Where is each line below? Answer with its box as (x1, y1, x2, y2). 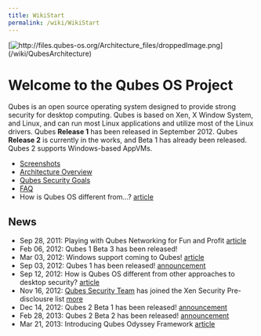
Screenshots (19, 159, 61, 169)
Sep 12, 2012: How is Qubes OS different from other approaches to (19, 269, 235, 279)
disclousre (19, 294, 53, 304)
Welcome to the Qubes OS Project (8, 76, 234, 94)
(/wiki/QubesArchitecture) (8, 49, 92, 58)
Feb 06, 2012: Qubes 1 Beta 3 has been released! (19, 244, 178, 254)
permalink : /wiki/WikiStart (8, 19, 100, 27)
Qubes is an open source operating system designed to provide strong (8, 102, 237, 111)
